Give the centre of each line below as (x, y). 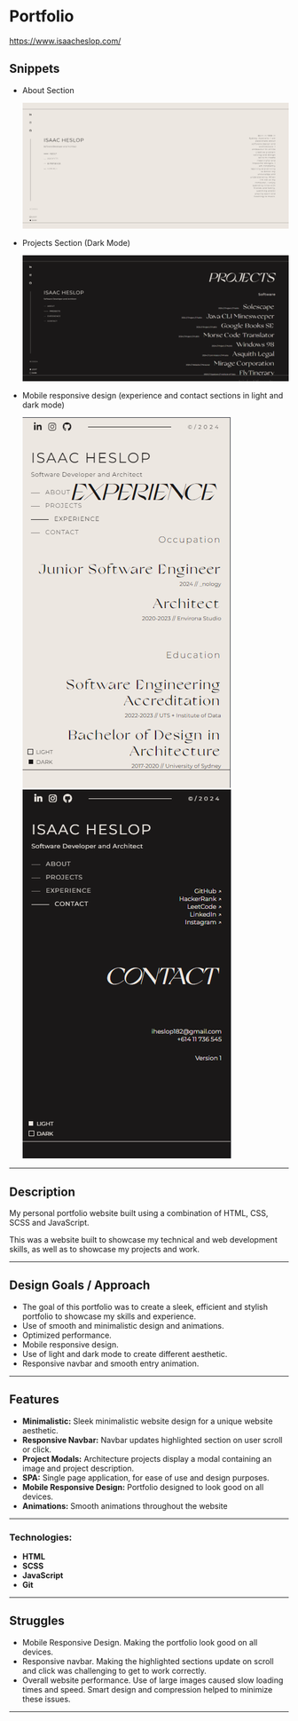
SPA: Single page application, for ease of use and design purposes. (145, 1477)
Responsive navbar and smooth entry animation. (110, 1363)
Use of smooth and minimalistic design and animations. (123, 1325)
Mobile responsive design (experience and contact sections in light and (153, 396)
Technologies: (41, 1537)
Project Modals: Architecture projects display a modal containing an (147, 1458)
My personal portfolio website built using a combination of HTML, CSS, (139, 1212)
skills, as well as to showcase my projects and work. (104, 1249)
